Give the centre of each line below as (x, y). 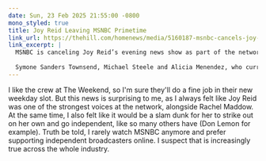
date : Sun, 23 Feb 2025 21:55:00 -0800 (74, 15)
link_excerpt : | (35, 45)
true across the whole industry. (59, 148)
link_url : (25, 38)
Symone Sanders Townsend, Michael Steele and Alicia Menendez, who (129, 67)
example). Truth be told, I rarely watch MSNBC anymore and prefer (117, 132)
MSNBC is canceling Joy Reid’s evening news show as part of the (125, 52)
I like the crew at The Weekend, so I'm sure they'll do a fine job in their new (131, 90)
